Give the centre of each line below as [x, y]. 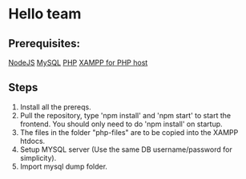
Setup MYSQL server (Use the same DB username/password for [126, 149]
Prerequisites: [44, 44]
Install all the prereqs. [55, 107]
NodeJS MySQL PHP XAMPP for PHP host [78, 62]
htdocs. [32, 141]
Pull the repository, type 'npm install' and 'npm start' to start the [125, 115]
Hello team [45, 14]
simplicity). [38, 157]
